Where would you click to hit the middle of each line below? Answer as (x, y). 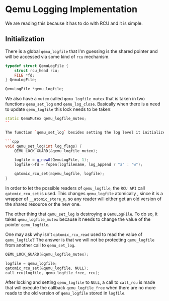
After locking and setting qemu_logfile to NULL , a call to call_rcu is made (80, 282)
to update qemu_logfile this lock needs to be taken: (58, 109)
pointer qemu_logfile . (27, 224)
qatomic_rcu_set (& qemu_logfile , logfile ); (59, 174)
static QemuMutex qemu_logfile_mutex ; (46, 119)
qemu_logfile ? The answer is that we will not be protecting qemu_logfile (80, 239)
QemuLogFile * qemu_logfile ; (35, 89)
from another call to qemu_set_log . (40, 245)
